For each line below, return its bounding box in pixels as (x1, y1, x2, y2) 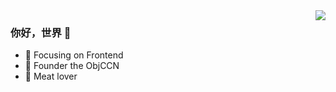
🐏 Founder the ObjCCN (24, 60, 120, 72)
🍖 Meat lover (24, 70, 78, 83)
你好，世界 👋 (10, 25, 72, 39)
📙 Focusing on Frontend (24, 49, 124, 61)
